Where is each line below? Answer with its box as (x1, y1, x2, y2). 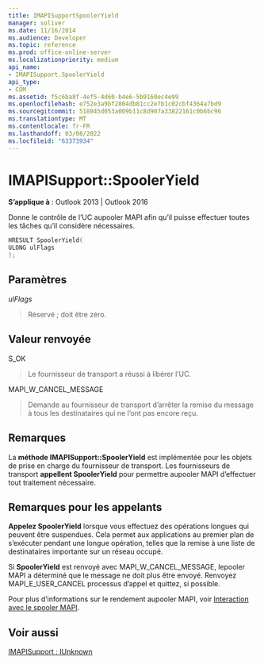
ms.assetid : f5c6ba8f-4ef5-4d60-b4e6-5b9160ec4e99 (8, 93, 179, 101)
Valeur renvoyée (8, 332, 91, 346)
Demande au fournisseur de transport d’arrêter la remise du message (27, 400, 254, 409)
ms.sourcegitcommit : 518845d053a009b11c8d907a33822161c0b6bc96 (8, 108, 222, 116)
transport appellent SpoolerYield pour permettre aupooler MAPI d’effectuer (8, 469, 256, 478)
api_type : (8, 78, 41, 86)
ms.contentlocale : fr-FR (8, 122, 90, 130)
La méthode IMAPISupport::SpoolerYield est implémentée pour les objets (8, 452, 252, 462)
